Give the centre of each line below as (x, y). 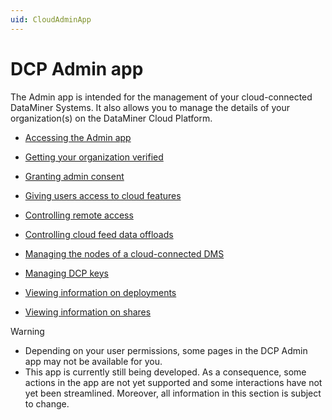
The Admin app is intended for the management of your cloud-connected (161, 97)
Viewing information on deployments (100, 292)
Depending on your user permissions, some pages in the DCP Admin (166, 350)
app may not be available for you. (93, 361)
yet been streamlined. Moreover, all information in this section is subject (173, 393)
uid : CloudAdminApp (51, 19)
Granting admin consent (74, 176)
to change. (47, 403)
